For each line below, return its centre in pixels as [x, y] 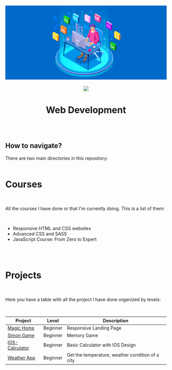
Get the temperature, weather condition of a [113, 355]
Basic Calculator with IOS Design [101, 345]
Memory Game [82, 335]
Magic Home [21, 328]
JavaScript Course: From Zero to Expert [55, 239]
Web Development [86, 110]
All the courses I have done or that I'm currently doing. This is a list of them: [85, 208]
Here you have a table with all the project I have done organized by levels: [83, 299]
